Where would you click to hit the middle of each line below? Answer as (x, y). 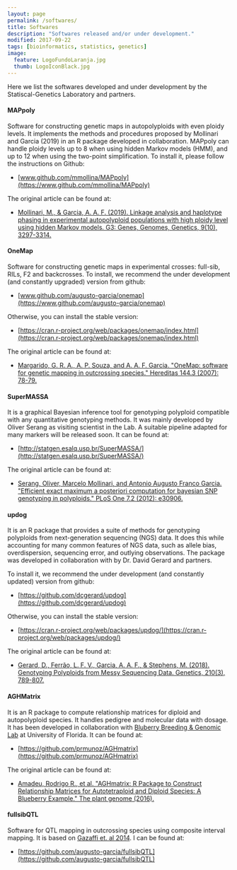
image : (17, 54)
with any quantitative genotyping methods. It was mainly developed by (110, 420)
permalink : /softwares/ (42, 21)
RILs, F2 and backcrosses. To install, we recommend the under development (119, 274)
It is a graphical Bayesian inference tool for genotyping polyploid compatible (118, 412)
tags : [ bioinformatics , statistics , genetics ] (77, 47)
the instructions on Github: (46, 163)
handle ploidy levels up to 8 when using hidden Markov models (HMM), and (117, 149)
